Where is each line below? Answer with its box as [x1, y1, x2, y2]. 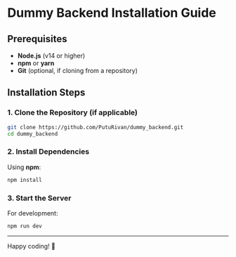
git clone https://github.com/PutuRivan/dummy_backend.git [7, 124, 184, 131]
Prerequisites [7, 33, 67, 45]
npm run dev [7, 223, 42, 230]
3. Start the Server [7, 193, 72, 203]
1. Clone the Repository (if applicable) [7, 107, 138, 117]
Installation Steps [7, 86, 86, 99]
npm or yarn [17, 59, 55, 67]
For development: [7, 209, 58, 217]
